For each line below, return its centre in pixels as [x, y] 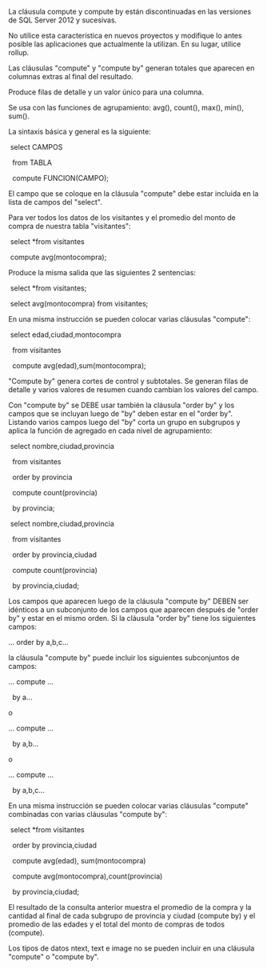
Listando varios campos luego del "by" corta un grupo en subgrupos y [124, 422]
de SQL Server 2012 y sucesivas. [63, 20]
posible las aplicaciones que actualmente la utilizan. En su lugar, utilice [125, 44]
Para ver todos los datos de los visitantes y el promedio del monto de [122, 218]
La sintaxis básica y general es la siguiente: [80, 132]
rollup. [19, 52]
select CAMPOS [36, 147]
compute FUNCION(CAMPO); [60, 178]
